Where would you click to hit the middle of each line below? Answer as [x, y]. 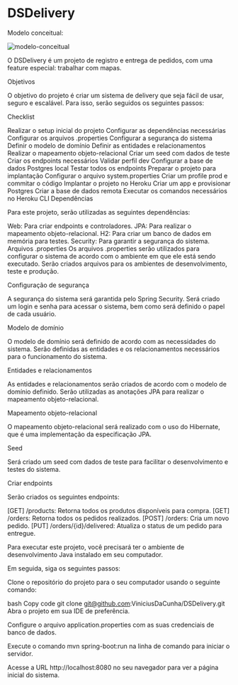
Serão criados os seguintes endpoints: [63, 497]
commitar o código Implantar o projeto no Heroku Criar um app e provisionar [119, 183]
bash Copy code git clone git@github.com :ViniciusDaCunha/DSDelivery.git [116, 603]
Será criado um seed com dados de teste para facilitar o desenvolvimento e [118, 462]
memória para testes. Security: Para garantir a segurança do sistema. [109, 241]
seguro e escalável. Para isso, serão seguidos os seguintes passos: [106, 103]
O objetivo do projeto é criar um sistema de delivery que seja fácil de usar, [116, 95]
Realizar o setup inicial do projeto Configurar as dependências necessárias [117, 130]
